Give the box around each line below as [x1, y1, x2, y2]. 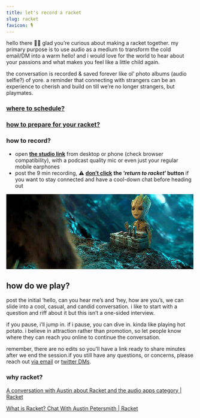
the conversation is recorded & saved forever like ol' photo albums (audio [6, 70, 187, 77]
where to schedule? [6, 104, 65, 113]
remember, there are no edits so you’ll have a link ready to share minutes [6, 345, 186, 353]
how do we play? [6, 281, 70, 291]
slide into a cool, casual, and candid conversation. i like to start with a [6, 303, 178, 310]
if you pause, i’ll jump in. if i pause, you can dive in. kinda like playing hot [6, 321, 186, 328]
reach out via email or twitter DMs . [6, 358, 92, 365]
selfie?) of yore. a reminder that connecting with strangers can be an [6, 77, 175, 84]
